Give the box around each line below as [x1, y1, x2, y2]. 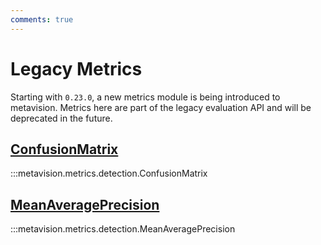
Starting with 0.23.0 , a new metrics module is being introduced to [10, 91, 281, 103]
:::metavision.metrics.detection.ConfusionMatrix [10, 167, 208, 180]
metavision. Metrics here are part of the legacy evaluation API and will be [10, 101, 312, 113]
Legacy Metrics [10, 57, 143, 80]
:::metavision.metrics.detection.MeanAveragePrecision [10, 223, 236, 235]
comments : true [10, 14, 74, 25]
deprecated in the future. [10, 112, 113, 124]
